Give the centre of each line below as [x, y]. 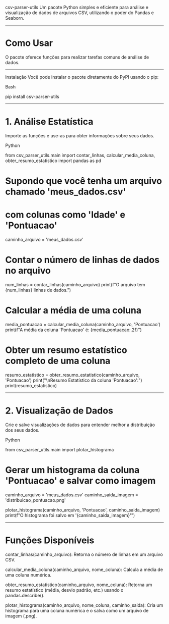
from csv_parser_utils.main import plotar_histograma [60, 449]
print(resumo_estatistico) [31, 385]
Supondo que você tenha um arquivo [84, 181]
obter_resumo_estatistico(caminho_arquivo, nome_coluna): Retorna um [79, 585]
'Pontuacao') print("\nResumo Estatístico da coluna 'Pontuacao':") [74, 380]
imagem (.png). [21, 616]
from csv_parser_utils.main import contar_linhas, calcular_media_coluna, [80, 155]
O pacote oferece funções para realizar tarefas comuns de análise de [77, 57]
